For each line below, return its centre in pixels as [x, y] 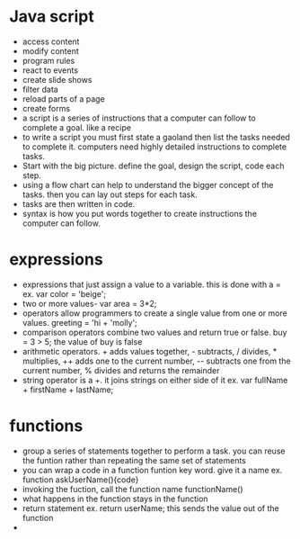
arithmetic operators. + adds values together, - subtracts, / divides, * [150, 351]
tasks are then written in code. [79, 203]
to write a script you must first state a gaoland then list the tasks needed [156, 137]
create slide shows [57, 79]
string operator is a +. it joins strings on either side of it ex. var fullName [155, 380]
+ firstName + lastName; [68, 390]
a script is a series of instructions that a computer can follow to [139, 118]
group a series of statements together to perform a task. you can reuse [154, 451]
